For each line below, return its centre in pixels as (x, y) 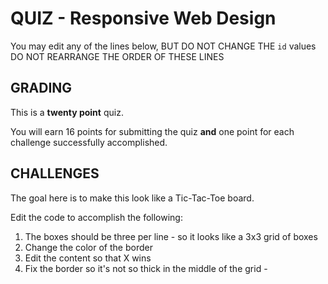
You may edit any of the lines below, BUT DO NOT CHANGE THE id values (163, 46)
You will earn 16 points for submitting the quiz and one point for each (152, 131)
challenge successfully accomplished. (89, 142)
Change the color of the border (88, 247)
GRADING (41, 88)
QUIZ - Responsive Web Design (143, 18)
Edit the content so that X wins (88, 258)
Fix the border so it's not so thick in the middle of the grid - (146, 268)
